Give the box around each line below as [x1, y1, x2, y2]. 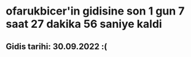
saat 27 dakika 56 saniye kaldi [6, 17, 162, 31]
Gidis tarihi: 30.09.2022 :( [6, 41, 107, 52]
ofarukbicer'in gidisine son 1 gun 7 [6, 4, 185, 18]
